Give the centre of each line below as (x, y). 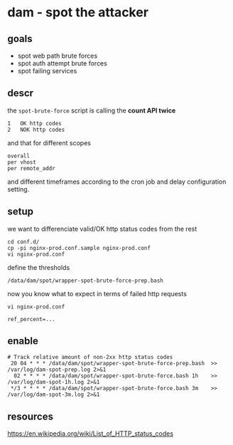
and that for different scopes (49, 142)
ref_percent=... (31, 319)
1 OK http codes (34, 123)
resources (30, 416)
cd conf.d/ (23, 242)
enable (23, 341)
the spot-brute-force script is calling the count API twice (92, 110)
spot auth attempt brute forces (63, 63)
